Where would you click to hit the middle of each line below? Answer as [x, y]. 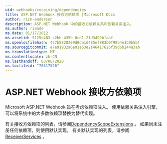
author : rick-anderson [29, 19]
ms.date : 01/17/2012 [27, 33]
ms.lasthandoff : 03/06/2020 [35, 61]
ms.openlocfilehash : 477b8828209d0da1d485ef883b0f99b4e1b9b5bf [73, 43]
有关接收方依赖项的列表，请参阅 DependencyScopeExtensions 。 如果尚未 [81, 124]
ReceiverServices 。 [26, 136]
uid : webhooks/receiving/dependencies [46, 10]
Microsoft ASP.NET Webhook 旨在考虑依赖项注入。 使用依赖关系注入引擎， [83, 107]
